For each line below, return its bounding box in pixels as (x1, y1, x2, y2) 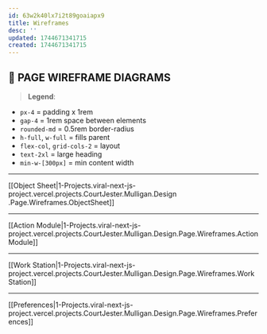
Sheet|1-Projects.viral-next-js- (37, 181, 137, 190)
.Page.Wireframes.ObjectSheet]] (8, 197, 115, 207)
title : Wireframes (8, 19, 69, 27)
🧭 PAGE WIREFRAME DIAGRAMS (8, 71, 171, 84)
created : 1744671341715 (8, 41, 87, 49)
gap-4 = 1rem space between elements (19, 115, 147, 125)
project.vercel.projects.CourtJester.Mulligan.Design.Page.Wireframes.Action (8, 228, 259, 239)
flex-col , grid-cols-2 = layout (19, 141, 121, 150)
